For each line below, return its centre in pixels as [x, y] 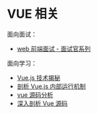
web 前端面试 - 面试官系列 [53, 48]
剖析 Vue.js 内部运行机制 [51, 86]
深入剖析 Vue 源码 [42, 103]
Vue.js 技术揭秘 [38, 77]
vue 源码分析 [35, 95]
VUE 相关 [33, 14]
